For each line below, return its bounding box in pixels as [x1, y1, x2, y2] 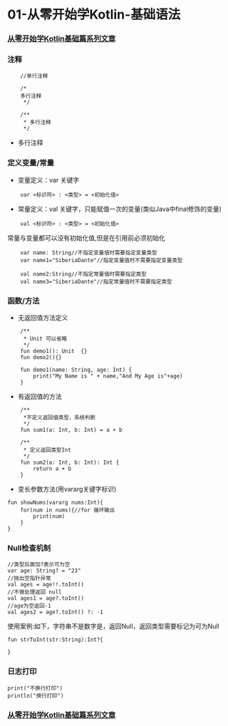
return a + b [33, 465, 72, 472]
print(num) [33, 513, 66, 520]
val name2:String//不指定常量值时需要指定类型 [20, 270, 147, 278]
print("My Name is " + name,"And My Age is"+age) [33, 373, 183, 380]
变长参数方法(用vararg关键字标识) [17, 485, 117, 493]
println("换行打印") [7, 692, 64, 699]
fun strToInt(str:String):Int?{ [7, 636, 103, 643]
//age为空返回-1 [7, 603, 51, 610]
